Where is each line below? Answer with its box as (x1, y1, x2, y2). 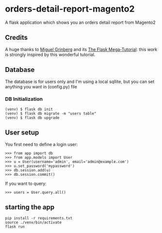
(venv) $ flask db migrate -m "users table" (5, 111, 97, 116)
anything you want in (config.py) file (5, 83, 78, 89)
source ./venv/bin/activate (5, 220, 62, 225)
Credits (5, 33, 28, 42)
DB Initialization (5, 96, 43, 102)
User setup (5, 129, 39, 137)
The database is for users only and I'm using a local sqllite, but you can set (5, 79, 155, 84)
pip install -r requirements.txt (5, 216, 73, 221)
